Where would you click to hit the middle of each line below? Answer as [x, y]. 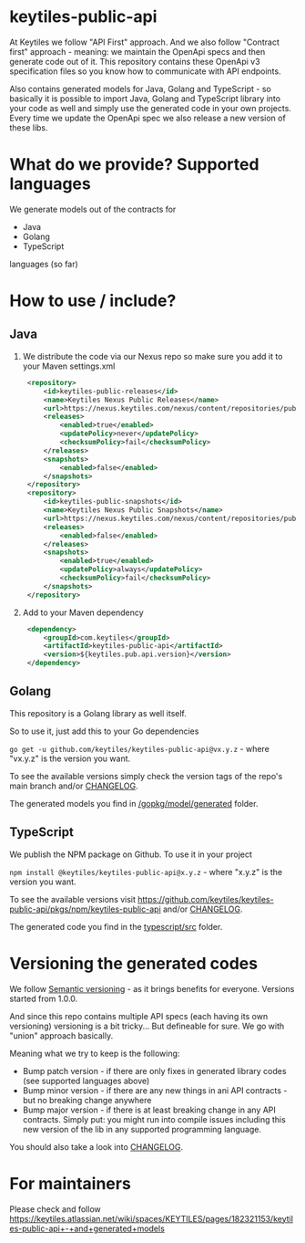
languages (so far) [44, 264]
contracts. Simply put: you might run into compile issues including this [154, 1119]
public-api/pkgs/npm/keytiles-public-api [85, 909]
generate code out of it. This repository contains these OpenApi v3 [135, 61]
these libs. [29, 127]
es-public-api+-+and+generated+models [87, 1228]
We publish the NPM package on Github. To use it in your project [131, 854]
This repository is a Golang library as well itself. [98, 713]
